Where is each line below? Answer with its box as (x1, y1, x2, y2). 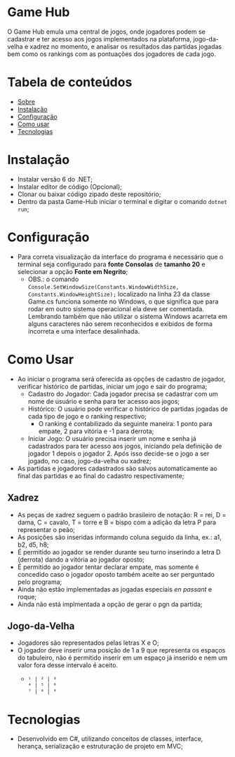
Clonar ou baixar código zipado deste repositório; (17, 190, 161, 198)
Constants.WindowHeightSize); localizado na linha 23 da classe (27, 289, 210, 298)
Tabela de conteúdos (7, 74, 133, 90)
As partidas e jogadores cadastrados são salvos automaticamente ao (17, 464, 217, 472)
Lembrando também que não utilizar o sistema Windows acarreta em (27, 312, 228, 320)
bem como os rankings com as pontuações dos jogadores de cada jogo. (7, 50, 216, 58)
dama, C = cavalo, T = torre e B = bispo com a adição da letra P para (17, 518, 216, 526)
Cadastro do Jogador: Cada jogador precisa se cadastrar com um (27, 390, 218, 398)
